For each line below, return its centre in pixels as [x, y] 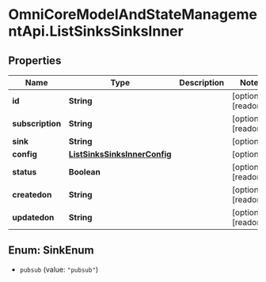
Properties [35, 60]
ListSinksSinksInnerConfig [120, 154]
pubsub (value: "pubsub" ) [59, 269]
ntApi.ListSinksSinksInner [96, 31]
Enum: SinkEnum [51, 250]
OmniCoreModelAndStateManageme [133, 15]
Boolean [84, 172]
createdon [32, 195]
